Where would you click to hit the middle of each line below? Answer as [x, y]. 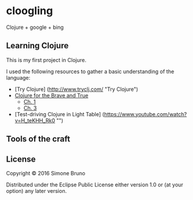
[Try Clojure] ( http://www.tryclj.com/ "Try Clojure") [76, 89]
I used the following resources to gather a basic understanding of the [90, 71]
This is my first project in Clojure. [46, 60]
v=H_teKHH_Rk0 [35, 120]
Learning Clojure [37, 46]
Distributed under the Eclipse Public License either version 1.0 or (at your [95, 185]
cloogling [30, 11]
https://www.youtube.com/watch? [145, 114]
